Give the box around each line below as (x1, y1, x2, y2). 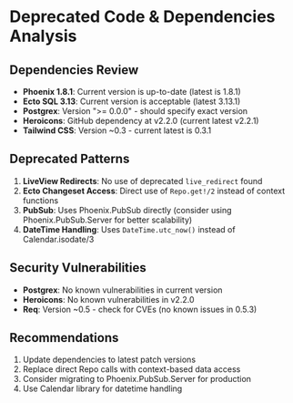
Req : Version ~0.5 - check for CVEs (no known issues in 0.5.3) (22, 304, 258, 315)
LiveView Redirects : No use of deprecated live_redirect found (22, 175, 263, 186)
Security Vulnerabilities (9, 260, 147, 275)
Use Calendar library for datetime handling (22, 383, 183, 394)
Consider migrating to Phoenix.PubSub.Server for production (22, 374, 252, 385)
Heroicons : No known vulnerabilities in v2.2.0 (22, 294, 195, 305)
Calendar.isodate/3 (22, 233, 95, 244)
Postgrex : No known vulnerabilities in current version (22, 284, 223, 295)
